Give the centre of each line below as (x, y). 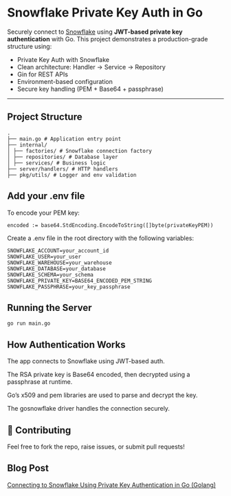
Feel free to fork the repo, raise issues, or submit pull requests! (96, 446)
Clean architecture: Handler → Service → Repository (91, 67)
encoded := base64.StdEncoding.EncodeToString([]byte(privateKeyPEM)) (110, 225)
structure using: (30, 46)
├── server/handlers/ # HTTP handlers (63, 169)
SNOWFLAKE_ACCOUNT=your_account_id (58, 250)
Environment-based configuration (65, 81)
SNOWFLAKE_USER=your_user (44, 257)
